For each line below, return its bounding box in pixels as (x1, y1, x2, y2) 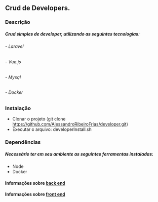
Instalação (5, 105, 31, 112)
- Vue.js (5, 59, 21, 65)
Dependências (5, 139, 41, 146)
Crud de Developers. (5, 4, 70, 12)
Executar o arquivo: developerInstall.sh (12, 126, 92, 132)
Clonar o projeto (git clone (12, 116, 66, 122)
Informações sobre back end (5, 180, 66, 186)
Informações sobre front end (5, 191, 66, 197)
